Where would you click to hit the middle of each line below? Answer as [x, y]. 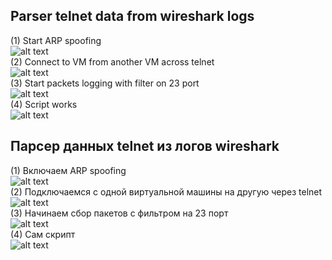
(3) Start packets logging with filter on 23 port [105, 83]
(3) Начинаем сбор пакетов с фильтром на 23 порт [119, 213]
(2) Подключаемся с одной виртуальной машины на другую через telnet [166, 191]
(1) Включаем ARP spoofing [68, 170]
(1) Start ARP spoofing [56, 40]
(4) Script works [44, 104]
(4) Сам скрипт [43, 234]
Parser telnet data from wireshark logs [132, 16]
